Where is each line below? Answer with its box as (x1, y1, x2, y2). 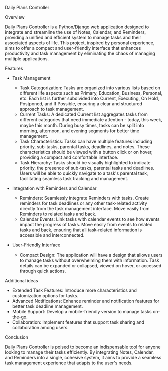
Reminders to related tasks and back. (19, 211, 96, 217)
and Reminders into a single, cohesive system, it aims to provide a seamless (5, 355, 162, 360)
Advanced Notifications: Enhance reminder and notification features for (12, 298, 160, 304)
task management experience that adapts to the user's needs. (5, 360, 133, 366)
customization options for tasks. (12, 293, 79, 298)
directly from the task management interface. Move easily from (19, 206, 150, 211)
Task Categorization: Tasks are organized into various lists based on (19, 85, 161, 91)
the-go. (12, 314, 28, 320)
